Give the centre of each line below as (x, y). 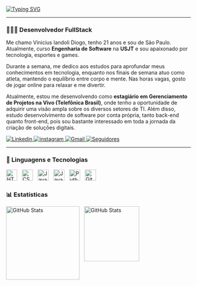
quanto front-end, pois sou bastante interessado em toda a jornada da (91, 122)
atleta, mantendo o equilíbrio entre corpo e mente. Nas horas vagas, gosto (96, 79)
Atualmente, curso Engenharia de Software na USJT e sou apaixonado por (97, 49)
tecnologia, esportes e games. (43, 55)
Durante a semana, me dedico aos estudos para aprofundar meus (86, 66)
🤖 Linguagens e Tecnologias (47, 160)
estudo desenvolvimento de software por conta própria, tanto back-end (93, 115)
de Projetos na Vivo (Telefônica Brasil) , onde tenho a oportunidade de (92, 103)
